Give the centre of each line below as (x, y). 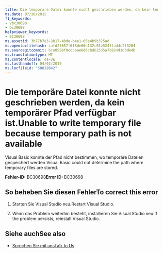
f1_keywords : (18, 18)
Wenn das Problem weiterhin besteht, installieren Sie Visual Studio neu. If (85, 213)
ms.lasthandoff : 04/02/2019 (33, 64)
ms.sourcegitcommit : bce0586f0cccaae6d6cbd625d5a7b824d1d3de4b (70, 50)
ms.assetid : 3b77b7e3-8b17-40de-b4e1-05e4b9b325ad (57, 41)
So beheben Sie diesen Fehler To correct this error (81, 192)
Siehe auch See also (35, 234)
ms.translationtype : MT (29, 55)
